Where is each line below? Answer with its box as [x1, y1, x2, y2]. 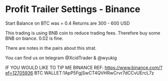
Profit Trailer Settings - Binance [5, 4, 141, 15]
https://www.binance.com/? [104, 64, 163, 70]
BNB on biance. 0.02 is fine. [5, 35, 63, 41]
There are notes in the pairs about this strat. [5, 45, 97, 51]
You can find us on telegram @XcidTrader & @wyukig [5, 54, 117, 61]
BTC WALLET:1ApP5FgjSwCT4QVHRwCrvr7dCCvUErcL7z [34, 69, 154, 76]
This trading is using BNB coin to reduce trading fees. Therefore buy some [5, 30, 160, 36]
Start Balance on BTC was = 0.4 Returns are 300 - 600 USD [5, 20, 130, 26]
